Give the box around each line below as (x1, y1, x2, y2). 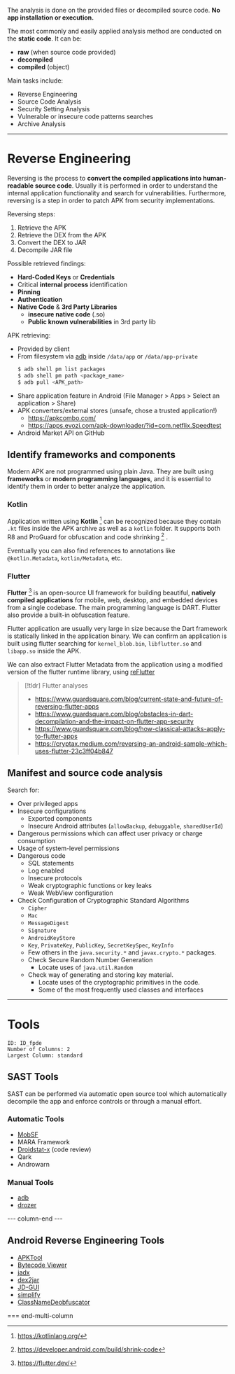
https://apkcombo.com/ (27, 413, 97, 422)
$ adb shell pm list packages (17, 366, 106, 373)
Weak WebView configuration (27, 889, 113, 897)
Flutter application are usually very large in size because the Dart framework (7, 624, 227, 632)
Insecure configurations (17, 807, 87, 815)
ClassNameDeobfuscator (17, 1298, 91, 1306)
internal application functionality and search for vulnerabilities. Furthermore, (7, 188, 227, 197)
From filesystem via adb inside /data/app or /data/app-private (17, 352, 198, 360)
